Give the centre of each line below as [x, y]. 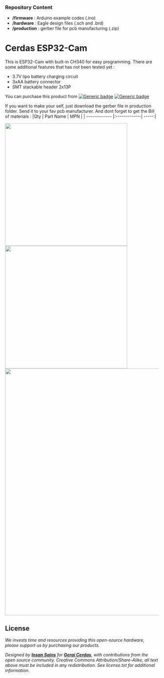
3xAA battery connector [36, 82]
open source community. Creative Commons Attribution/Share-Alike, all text [82, 660]
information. [17, 671]
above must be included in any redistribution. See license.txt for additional [80, 665]
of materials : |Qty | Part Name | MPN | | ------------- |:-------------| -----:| [81, 116]
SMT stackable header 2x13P [41, 87]
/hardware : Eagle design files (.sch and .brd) [58, 23]
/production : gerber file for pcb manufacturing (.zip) [66, 28]
